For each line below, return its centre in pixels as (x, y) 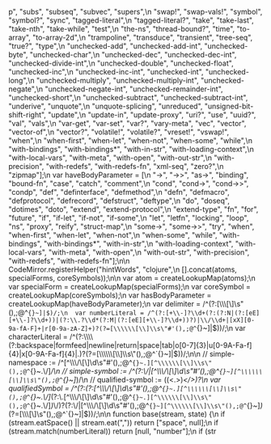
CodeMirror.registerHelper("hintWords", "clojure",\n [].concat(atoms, (123, 269)
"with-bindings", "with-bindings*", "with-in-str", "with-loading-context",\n (131, 149)
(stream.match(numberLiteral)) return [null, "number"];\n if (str (112, 431)
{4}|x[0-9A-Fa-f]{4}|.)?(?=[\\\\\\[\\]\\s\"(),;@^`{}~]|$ (93, 354)
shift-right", (28, 115)
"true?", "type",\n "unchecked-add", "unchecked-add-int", (106, 46)
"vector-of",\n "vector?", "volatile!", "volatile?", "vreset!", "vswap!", (119, 132)
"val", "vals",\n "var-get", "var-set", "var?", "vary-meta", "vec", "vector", (127, 123)
